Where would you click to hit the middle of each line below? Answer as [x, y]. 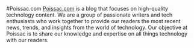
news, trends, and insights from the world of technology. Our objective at [97, 27]
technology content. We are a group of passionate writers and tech [89, 15]
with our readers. [28, 40]
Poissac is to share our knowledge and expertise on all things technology [97, 34]
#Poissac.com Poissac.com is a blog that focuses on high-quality [87, 9]
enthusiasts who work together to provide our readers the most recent [93, 21]
